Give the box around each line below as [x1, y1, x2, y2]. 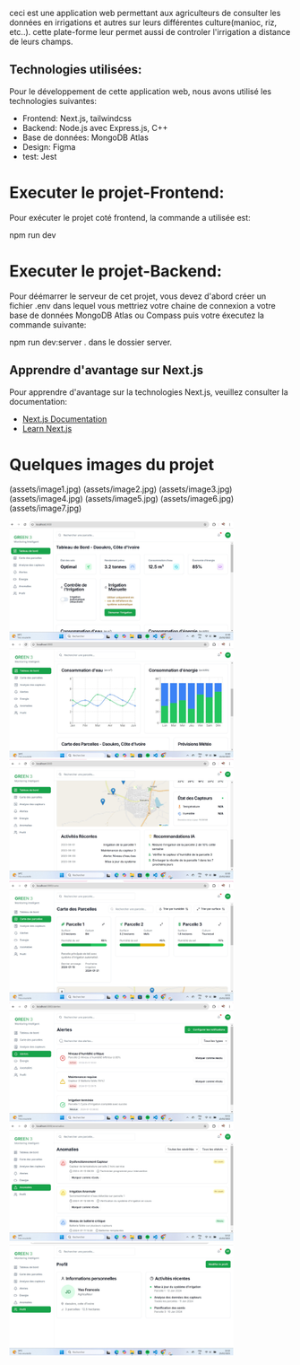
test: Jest [21, 151, 57, 162]
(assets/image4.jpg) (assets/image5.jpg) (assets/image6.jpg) [9, 494, 235, 504]
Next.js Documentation [21, 413, 107, 424]
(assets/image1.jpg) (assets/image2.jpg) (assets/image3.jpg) [9, 484, 233, 494]
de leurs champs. [9, 36, 73, 47]
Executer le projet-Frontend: [9, 183, 225, 203]
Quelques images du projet [9, 454, 215, 475]
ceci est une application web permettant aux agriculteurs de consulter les [9, 8, 281, 18]
